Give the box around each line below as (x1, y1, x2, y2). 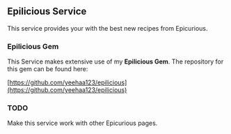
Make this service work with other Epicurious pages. (7, 119, 158, 128)
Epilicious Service (7, 6, 87, 17)
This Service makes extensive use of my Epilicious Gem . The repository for (7, 57, 224, 66)
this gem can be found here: (7, 65, 88, 73)
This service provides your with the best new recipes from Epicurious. (7, 24, 208, 32)
